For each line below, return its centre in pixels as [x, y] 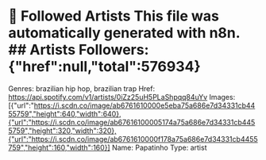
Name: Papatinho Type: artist [159, 147]
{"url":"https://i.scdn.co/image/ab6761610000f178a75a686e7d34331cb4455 [133, 139]
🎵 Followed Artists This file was [114, 16]
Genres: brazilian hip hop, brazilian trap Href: [82, 88]
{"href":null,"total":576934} [104, 67]
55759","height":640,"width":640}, [65, 113]
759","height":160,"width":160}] [59, 147]
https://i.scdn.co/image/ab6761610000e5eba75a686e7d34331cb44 [145, 105]
